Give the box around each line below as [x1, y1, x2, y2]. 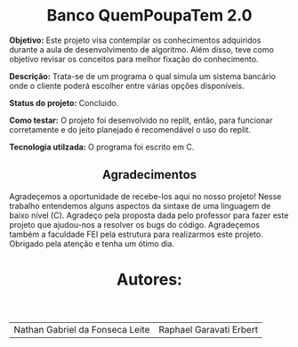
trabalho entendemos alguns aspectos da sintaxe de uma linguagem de [9, 200, 271, 211]
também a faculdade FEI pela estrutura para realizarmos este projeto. [9, 229, 264, 239]
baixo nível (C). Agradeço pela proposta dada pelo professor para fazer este [9, 210, 289, 221]
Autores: [117, 269, 182, 289]
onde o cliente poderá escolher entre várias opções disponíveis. [9, 80, 245, 91]
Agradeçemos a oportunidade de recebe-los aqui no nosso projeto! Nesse [9, 190, 282, 201]
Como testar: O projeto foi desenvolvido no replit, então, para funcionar [9, 115, 273, 125]
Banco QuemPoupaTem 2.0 [46, 5, 253, 26]
